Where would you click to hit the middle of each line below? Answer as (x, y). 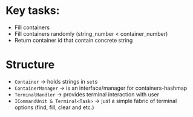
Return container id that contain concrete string (74, 40)
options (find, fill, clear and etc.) (54, 107)
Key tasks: (33, 11)
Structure (30, 65)
